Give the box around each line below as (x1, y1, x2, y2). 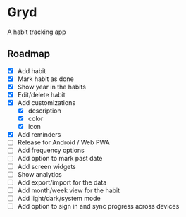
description (27, 106, 61, 115)
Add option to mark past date (17, 154, 103, 163)
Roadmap (7, 48, 51, 60)
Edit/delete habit (17, 90, 66, 99)
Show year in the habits (17, 82, 87, 91)
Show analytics (17, 170, 62, 178)
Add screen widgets (17, 162, 76, 170)
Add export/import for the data (17, 178, 107, 187)
